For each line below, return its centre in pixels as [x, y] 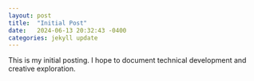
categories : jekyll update [53, 38]
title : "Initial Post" [48, 23]
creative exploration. [42, 69]
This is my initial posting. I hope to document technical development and [127, 60]
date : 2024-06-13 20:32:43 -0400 [67, 30]
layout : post [30, 15]
